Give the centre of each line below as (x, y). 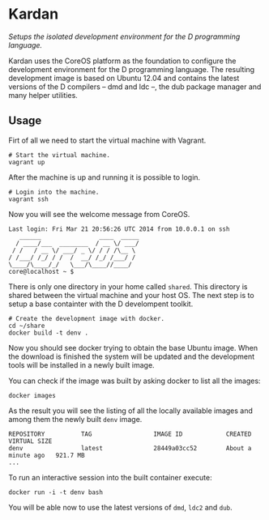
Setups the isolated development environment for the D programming (124, 36)
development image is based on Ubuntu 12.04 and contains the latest (124, 78)
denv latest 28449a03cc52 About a (130, 448)
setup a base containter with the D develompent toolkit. (101, 304)
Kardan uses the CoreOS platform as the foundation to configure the (122, 61)
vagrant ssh (28, 199)
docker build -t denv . (49, 333)
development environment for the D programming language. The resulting (132, 69)
